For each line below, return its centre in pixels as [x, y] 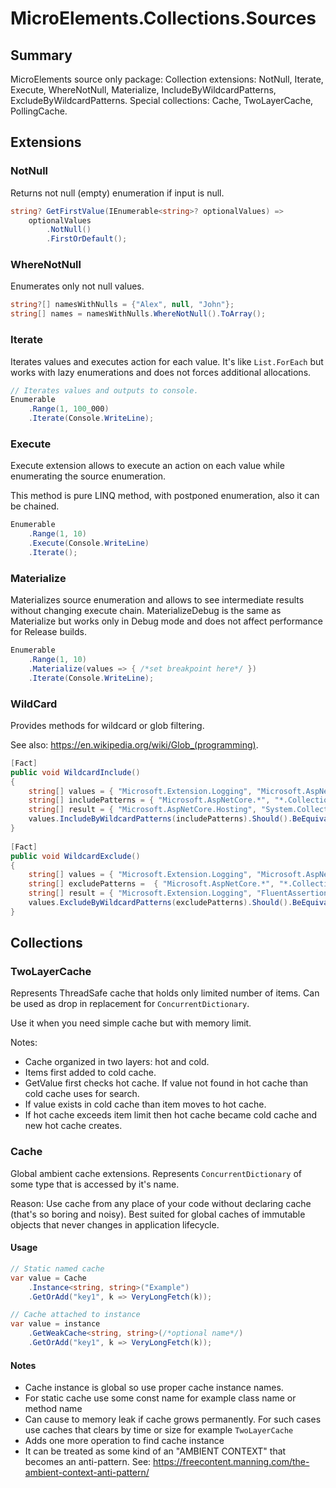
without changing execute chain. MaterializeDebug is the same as [146, 611]
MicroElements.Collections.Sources [163, 18]
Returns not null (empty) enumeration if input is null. [117, 193]
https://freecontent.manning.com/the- [231, 1462]
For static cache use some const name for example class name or [160, 1398]
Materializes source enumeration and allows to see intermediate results [157, 600]
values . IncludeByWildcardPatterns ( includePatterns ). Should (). [160, 819]
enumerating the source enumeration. [88, 476]
